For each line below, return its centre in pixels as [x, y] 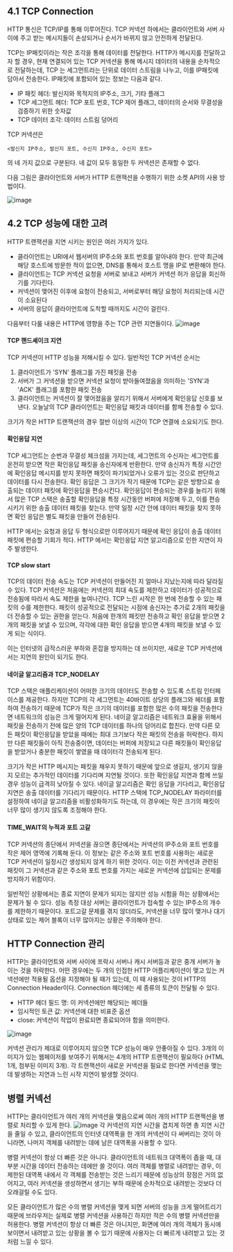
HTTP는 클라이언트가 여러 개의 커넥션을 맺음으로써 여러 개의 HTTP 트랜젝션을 [112, 1116]
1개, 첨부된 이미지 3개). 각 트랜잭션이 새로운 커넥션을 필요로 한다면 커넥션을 [109, 1066]
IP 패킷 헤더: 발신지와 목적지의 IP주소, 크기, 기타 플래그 [91, 93]
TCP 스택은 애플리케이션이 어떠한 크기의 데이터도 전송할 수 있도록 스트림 [105, 691]
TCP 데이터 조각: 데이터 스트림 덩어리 [68, 119]
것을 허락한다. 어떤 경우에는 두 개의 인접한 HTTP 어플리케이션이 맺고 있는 [119, 970]
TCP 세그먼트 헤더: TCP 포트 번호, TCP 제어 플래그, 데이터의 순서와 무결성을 [120, 102]
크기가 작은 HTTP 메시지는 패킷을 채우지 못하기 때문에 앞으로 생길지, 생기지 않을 [115, 767]
